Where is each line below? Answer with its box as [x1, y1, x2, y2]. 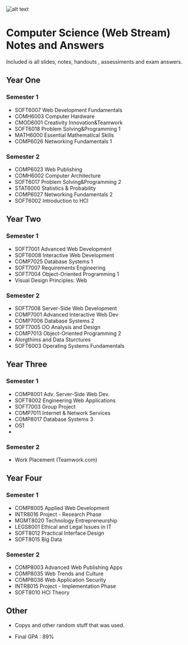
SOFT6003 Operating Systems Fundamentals [14, 342, 125, 349]
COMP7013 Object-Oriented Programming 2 [14, 330, 122, 337]
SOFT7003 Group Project [14, 403, 76, 410]
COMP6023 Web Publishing [14, 166, 83, 173]
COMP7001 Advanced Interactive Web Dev [14, 311, 119, 318]
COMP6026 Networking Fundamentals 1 [14, 137, 112, 144]
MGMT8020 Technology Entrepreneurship [14, 516, 117, 524]
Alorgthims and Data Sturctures [14, 336, 91, 343]
